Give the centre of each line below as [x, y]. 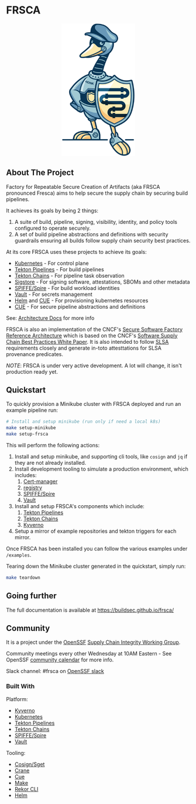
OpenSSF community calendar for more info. [60, 660]
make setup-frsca [27, 434]
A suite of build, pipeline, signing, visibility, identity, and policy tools [96, 222]
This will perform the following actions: [53, 445]
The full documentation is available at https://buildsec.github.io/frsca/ [90, 610]
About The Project [40, 173]
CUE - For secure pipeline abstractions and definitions [80, 306]
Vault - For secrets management [53, 294]
